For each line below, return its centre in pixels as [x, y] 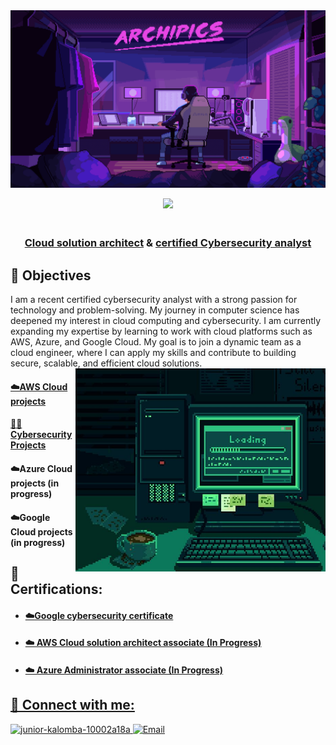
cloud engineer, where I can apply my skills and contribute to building [153, 353]
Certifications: [56, 589]
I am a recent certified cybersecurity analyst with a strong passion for [154, 300]
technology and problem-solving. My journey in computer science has [155, 310]
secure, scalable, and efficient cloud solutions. [106, 363]
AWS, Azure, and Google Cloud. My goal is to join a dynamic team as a [156, 342]
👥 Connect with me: [72, 705]
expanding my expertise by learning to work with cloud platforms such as [161, 331]
